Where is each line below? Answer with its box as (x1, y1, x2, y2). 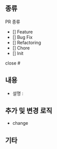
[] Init (12, 50, 23, 56)
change (12, 120, 28, 126)
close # (5, 60, 21, 66)
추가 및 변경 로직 (5, 107, 52, 115)
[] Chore (12, 44, 30, 51)
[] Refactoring (12, 39, 41, 45)
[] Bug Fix (12, 34, 33, 40)
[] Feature (12, 29, 33, 35)
